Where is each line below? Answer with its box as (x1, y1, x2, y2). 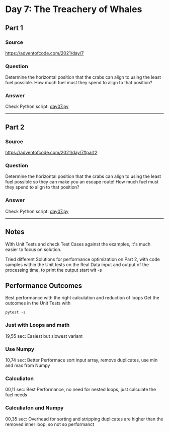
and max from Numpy (5, 362, 50, 368)
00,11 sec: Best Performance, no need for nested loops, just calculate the (5, 387, 156, 393)
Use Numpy (5, 345, 35, 352)
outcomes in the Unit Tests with (5, 300, 71, 306)
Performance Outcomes (5, 281, 82, 290)
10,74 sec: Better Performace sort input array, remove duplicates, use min (5, 357, 158, 363)
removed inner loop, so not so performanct (5, 421, 95, 427)
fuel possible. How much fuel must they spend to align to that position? (5, 80, 152, 86)
